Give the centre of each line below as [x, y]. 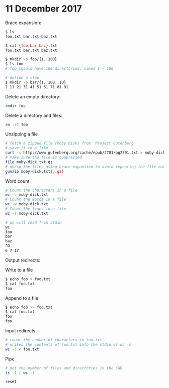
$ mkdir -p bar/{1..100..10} [36, 82]
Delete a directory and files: [34, 115]
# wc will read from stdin [33, 222]
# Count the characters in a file [41, 190]
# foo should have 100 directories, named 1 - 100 [59, 69]
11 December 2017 [44, 9]
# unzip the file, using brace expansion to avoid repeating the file [81, 167]
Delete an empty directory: [33, 96]
